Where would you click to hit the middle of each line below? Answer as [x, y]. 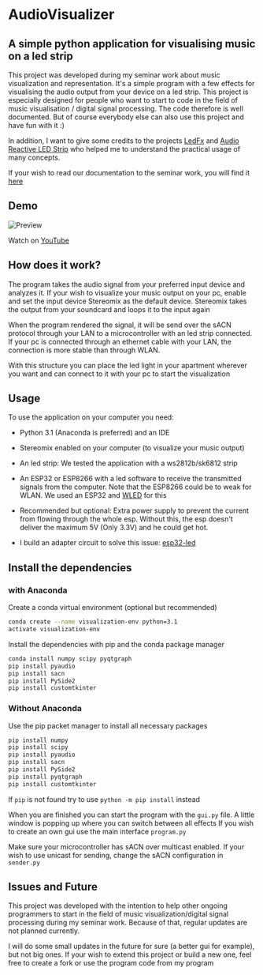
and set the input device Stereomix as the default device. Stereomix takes [128, 301]
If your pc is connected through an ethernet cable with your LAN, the [120, 341]
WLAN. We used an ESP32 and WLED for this [93, 495]
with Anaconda [38, 590]
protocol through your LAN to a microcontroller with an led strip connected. [130, 333]
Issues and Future [53, 887]
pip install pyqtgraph [45, 777]
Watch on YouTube [39, 240]
